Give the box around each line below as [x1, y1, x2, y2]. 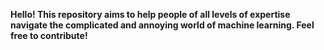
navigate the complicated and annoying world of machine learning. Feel [10, 19, 315, 31]
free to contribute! [10, 30, 88, 41]
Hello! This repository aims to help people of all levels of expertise [10, 9, 291, 20]
